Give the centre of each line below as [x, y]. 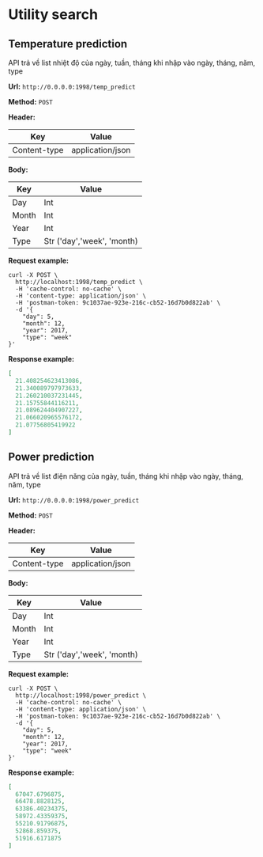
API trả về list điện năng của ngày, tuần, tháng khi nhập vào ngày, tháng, [126, 476]
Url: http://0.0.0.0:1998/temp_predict [72, 86]
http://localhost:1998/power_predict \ [81, 695]
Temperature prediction [68, 44]
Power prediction [51, 457]
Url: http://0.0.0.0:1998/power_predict [74, 499]
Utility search [53, 15]
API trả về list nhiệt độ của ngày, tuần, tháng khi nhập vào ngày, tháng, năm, [132, 63]
